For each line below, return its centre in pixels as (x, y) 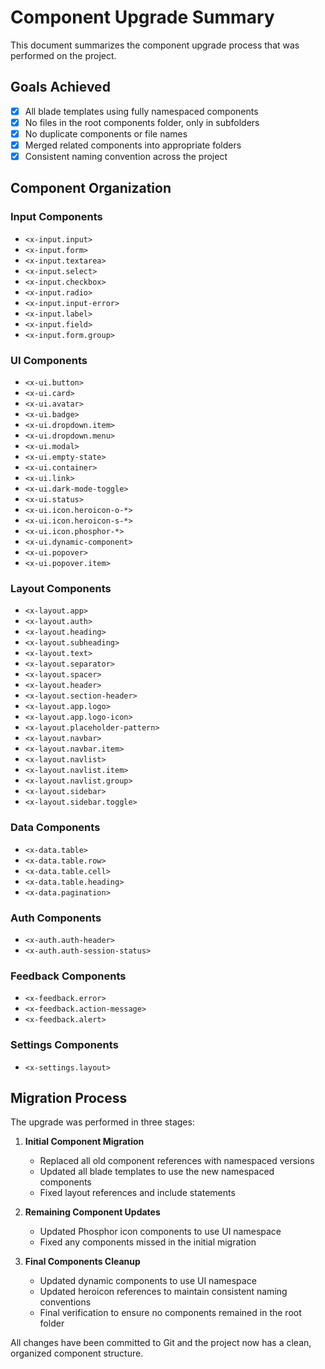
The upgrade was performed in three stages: (102, 1122)
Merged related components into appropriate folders (133, 145)
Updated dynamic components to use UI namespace (148, 1281)
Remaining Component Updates (92, 1212)
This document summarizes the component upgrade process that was (155, 45)
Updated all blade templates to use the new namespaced (157, 1172)
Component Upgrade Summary (142, 17)
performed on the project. (63, 55)
